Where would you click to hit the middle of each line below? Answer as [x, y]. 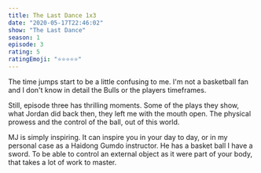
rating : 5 [24, 52]
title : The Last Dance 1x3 [52, 15]
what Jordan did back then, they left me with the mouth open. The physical [130, 113]
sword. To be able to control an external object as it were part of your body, [130, 153]
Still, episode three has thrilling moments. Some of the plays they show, [124, 105]
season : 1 [24, 37]
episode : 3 [26, 45]
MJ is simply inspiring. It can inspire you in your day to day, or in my [118, 137]
